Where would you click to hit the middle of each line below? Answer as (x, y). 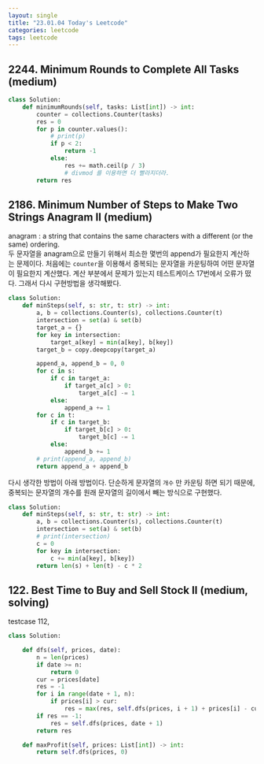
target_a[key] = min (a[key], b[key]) (112, 342)
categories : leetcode (44, 30)
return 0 (64, 672)
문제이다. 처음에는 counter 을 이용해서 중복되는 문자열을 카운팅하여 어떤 (125, 264)
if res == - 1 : (59, 716)
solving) (29, 602)
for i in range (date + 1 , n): (86, 694)
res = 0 (49, 122)
